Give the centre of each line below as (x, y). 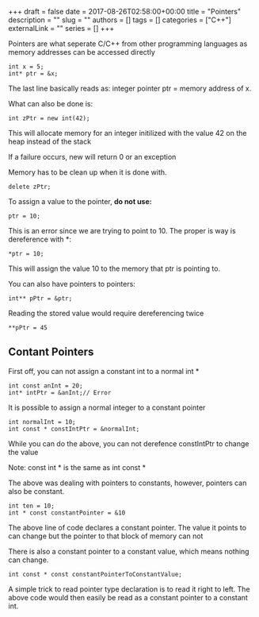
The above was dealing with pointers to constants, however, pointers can (128, 483)
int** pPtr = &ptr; (40, 299)
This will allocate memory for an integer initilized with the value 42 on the (128, 133)
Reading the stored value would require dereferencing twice (106, 313)
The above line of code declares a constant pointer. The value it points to (128, 527)
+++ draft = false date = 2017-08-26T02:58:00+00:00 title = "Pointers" (125, 12)
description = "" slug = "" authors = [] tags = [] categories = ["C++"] (120, 20)
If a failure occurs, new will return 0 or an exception (92, 157)
